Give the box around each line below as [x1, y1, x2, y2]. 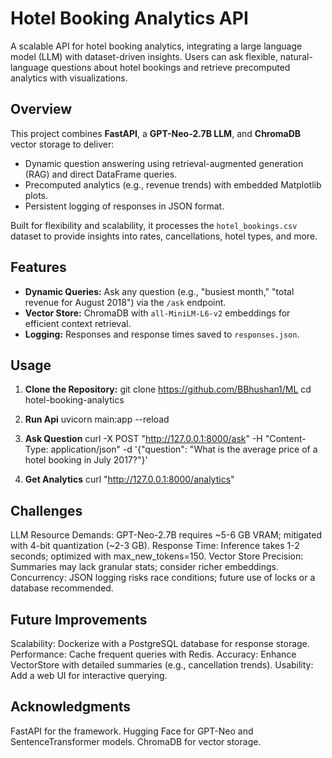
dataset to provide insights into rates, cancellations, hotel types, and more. [10, 230, 318, 242]
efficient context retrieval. [24, 317, 132, 329]
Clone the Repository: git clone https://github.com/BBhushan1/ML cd [24, 383, 312, 396]
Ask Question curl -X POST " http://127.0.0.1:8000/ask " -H [24, 433, 263, 445]
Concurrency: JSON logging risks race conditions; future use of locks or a [10, 572, 316, 584]
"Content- [264, 433, 307, 445]
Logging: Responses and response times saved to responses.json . [24, 328, 300, 340]
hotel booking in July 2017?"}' [24, 454, 148, 466]
